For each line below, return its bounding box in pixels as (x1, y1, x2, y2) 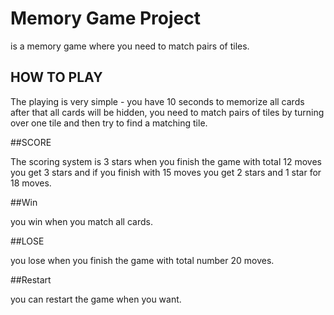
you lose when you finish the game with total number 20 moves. (10, 254, 275, 266)
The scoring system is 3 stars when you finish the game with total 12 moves (10, 155, 322, 167)
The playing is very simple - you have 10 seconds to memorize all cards (10, 95, 305, 107)
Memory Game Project (10, 7, 201, 30)
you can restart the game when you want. (10, 293, 182, 305)
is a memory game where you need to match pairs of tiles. (10, 40, 250, 52)
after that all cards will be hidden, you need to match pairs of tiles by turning (10, 106, 325, 118)
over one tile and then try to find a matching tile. (10, 117, 208, 129)
